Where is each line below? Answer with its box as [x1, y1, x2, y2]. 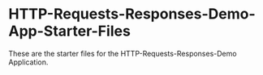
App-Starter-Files [8, 22, 131, 40]
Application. [8, 57, 49, 67]
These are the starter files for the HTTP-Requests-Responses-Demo [8, 48, 237, 58]
